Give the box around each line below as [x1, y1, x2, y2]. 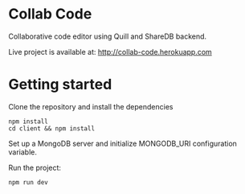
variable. [8, 147, 38, 157]
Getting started [8, 76, 112, 93]
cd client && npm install [8, 124, 95, 133]
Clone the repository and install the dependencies [8, 101, 174, 111]
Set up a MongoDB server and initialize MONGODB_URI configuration [8, 138, 237, 148]
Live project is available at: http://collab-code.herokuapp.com [8, 47, 213, 56]
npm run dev [8, 178, 48, 186]
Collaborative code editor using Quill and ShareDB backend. [8, 31, 207, 41]
